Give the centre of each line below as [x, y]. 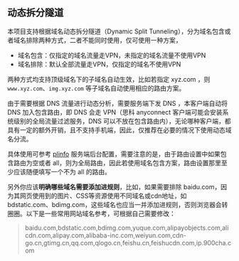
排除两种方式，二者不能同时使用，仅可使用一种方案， [104, 40]
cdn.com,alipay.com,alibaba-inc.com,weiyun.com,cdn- [106, 235]
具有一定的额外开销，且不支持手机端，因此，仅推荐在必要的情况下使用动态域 [119, 129]
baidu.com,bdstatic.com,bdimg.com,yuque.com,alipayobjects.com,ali [127, 228]
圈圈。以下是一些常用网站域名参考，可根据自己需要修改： [91, 213]
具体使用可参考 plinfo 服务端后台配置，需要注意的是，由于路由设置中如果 [114, 154]
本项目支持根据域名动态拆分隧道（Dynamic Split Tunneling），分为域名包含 [116, 31]
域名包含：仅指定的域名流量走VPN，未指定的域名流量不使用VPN [112, 55]
